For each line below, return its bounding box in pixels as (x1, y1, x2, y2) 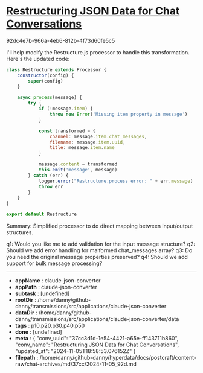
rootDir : (14, 296, 37, 304)
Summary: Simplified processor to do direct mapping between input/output (6, 222, 193, 230)
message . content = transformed (38, 161, 118, 167)
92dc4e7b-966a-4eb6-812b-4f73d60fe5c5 (6, 37, 115, 44)
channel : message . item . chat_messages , (49, 133, 147, 139)
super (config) (28, 78, 63, 84)
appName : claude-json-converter (14, 277, 101, 284)
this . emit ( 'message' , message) (38, 167, 118, 173)
